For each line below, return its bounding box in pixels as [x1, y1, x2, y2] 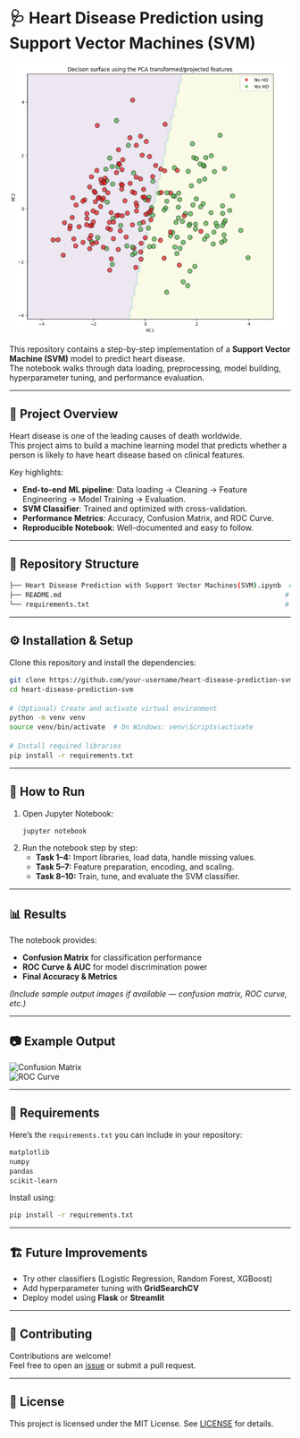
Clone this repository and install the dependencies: [9, 656, 196, 668]
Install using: [9, 1193, 56, 1203]
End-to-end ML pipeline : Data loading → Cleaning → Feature [21, 484, 248, 494]
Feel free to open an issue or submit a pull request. [9, 1359, 196, 1371]
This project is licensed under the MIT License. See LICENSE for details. [9, 1417, 274, 1429]
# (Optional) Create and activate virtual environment [9, 704, 218, 713]
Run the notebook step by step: [21, 843, 138, 853]
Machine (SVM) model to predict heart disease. [9, 353, 186, 364]
